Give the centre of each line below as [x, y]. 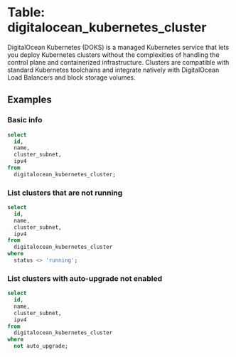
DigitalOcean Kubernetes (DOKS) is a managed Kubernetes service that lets [118, 47]
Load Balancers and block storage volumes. [72, 77]
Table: [26, 12]
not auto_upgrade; [41, 346]
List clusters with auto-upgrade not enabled [85, 278]
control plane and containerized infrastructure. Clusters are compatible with [118, 62]
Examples [29, 100]
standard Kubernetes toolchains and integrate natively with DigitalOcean [113, 70]
